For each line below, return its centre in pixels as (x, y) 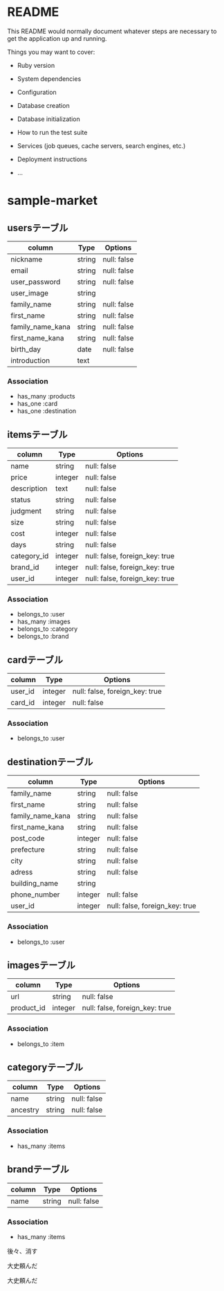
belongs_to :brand (43, 637)
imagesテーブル (41, 965)
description (29, 488)
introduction (30, 360)
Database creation (44, 105)
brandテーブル (38, 1170)
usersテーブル (38, 228)
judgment (26, 511)
